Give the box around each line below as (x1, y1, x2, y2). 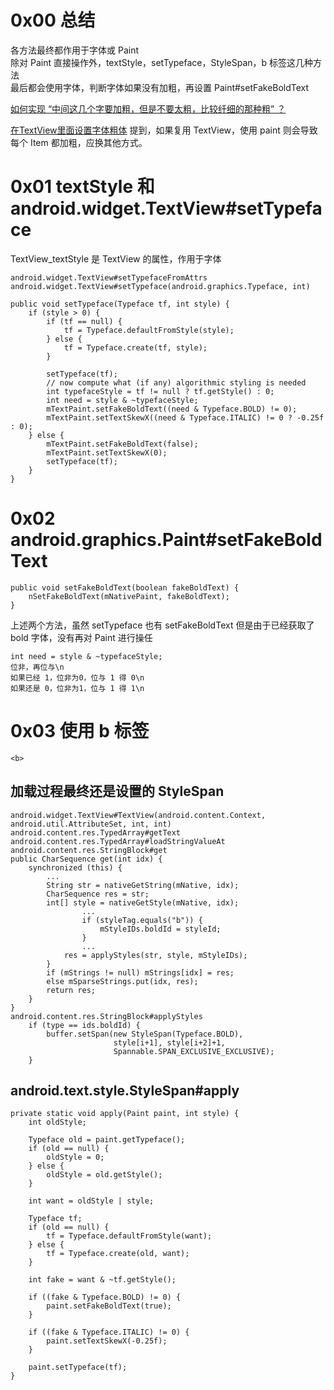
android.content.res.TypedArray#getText (10, 827, 182, 838)
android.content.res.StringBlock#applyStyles (10, 1011, 203, 1021)
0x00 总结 (10, 9, 96, 32)
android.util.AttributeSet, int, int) (10, 819, 172, 829)
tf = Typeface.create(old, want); (46, 1249, 190, 1259)
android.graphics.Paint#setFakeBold (10, 529, 323, 551)
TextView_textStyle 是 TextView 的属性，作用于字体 (10, 252, 222, 265)
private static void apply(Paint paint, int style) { (10, 1109, 240, 1119)
